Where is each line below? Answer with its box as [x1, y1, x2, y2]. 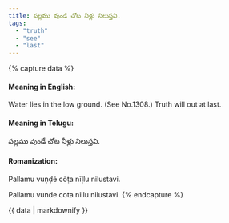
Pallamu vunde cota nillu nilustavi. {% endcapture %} [8, 189, 184, 199]
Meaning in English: [8, 82, 76, 91]
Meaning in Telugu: [8, 118, 74, 128]
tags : [8, 19, 26, 27]
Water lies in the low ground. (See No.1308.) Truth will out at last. [8, 99, 222, 109]
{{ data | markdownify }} [8, 205, 89, 215]
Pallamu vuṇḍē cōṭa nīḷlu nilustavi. [8, 174, 121, 184]
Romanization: [8, 156, 58, 166]
